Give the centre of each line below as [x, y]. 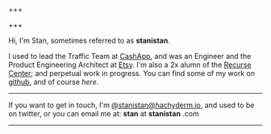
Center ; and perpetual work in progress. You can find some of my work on [132, 73]
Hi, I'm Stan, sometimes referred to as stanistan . [90, 40]
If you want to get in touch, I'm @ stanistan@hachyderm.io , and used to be [131, 105]
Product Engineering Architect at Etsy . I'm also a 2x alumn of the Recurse [130, 65]
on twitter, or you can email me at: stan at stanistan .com [104, 113]
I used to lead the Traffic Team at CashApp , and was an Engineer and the [130, 56]
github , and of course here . [54, 82]
